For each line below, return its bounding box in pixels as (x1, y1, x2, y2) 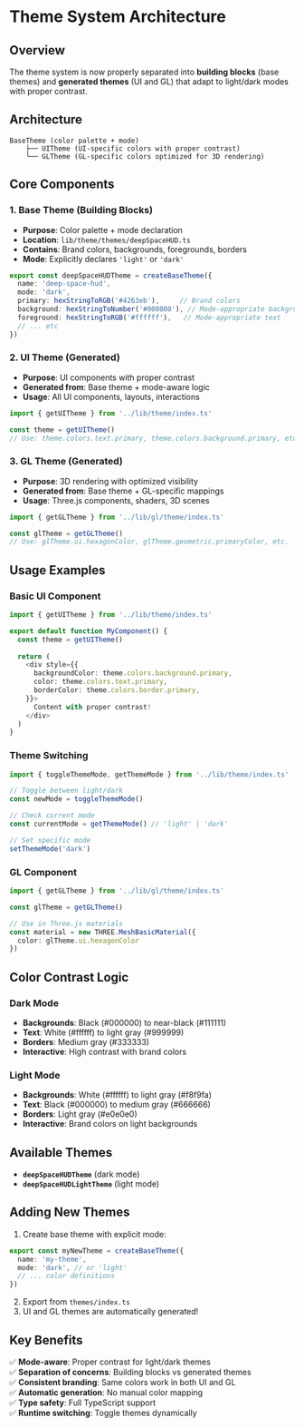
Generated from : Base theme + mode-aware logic (22, 381, 211, 392)
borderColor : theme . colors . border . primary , (33, 686, 201, 695)
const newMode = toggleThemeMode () (9, 795, 144, 804)
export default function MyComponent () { (9, 626, 168, 636)
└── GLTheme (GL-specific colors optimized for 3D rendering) (25, 151, 265, 161)
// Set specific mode (9, 836, 91, 845)
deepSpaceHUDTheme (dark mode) (22, 1168, 140, 1180)
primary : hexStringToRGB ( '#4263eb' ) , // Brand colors (17, 297, 242, 306)
